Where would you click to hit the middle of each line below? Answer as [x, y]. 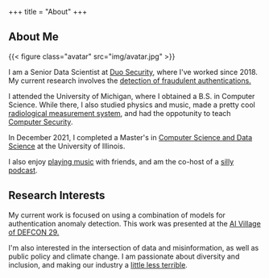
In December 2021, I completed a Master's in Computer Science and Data [130, 137]
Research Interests [57, 195]
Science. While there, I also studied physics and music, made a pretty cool [132, 105]
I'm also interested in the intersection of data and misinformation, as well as [134, 247]
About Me [33, 37]
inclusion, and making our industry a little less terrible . [98, 264]
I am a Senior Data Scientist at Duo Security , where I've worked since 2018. [133, 72]
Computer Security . [41, 122]
